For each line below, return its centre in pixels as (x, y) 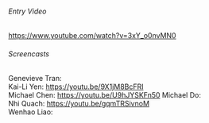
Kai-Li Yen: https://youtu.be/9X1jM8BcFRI (76, 86)
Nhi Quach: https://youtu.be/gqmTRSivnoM (79, 104)
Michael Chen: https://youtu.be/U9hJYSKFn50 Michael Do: (104, 95)
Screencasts (29, 54)
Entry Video (27, 11)
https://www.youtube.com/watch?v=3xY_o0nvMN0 (92, 36)
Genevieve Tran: (35, 79)
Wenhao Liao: (31, 112)
